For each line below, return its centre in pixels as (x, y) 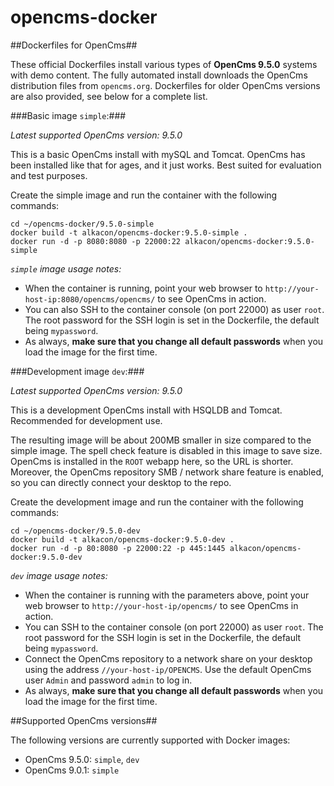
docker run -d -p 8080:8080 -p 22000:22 (96, 241)
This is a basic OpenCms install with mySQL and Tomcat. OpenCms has (158, 154)
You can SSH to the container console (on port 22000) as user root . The (174, 627)
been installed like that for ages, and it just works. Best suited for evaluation (166, 165)
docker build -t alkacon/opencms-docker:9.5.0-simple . (129, 232)
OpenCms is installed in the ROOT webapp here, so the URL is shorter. (152, 461)
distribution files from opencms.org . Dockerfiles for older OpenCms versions (165, 85)
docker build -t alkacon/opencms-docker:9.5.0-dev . (122, 539)
